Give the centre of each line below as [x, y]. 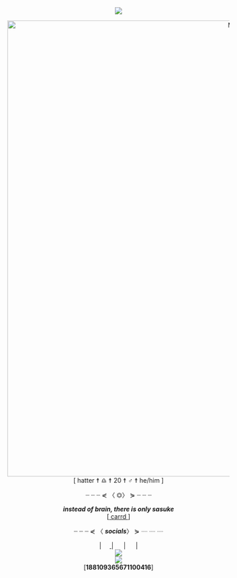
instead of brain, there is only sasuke [119, 509]
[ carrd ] [119, 517]
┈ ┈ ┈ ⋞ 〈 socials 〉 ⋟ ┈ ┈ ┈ [119, 531]
